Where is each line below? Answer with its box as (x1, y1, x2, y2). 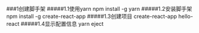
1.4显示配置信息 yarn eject (37, 20, 104, 27)
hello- (178, 13, 194, 20)
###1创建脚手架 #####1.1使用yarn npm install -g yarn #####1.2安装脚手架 (6, 5, 192, 12)
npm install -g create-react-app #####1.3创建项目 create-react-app (6, 13, 177, 20)
